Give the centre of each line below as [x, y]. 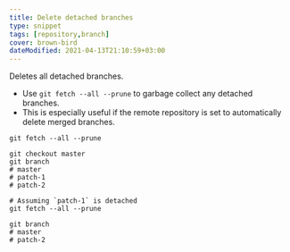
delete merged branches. [69, 122]
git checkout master [48, 154]
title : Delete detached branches [71, 17]
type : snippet [36, 26]
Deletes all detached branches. [66, 76]
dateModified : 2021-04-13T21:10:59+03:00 [87, 51]
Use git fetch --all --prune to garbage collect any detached [137, 94]
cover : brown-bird [43, 42]
